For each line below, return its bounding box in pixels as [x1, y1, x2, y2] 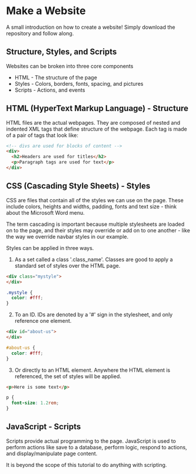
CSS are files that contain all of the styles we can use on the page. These [6, 196, 184, 203]
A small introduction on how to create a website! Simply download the [6, 24, 175, 31]
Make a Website [6, 4, 87, 18]
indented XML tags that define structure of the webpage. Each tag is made [6, 125, 187, 132]
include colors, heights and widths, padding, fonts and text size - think [6, 203, 177, 210]
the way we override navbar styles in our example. [6, 233, 128, 240]
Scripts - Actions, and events [14, 86, 85, 94]
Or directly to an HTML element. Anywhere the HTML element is [14, 366, 171, 373]
